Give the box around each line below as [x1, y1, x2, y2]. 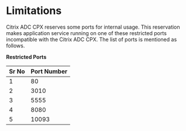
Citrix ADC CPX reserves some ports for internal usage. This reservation [6, 23, 180, 30]
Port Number [30, 67, 68, 75]
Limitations [6, 4, 62, 18]
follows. [6, 42, 25, 49]
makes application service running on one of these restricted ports [6, 29, 167, 36]
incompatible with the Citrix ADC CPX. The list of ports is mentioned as [6, 36, 177, 43]
